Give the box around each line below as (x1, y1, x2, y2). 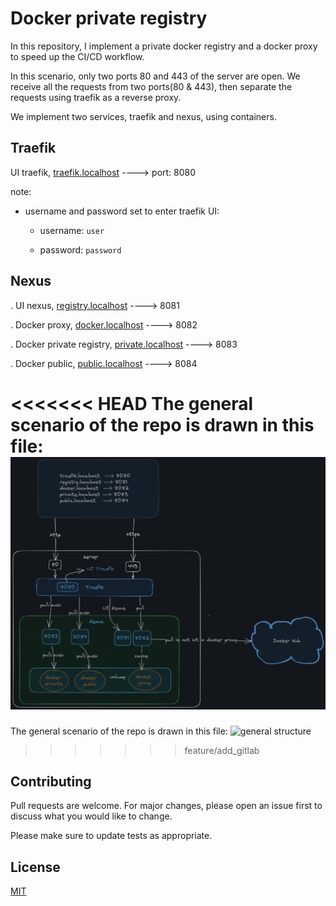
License (10, 858, 61, 876)
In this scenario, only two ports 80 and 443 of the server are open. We (10, 70, 301, 82)
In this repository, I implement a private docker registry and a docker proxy (10, 40, 318, 52)
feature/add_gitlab (184, 744, 260, 756)
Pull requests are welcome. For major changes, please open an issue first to (10, 800, 323, 812)
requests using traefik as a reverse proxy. (10, 91, 182, 103)
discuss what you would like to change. (10, 810, 173, 822)
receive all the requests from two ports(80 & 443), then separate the (10, 80, 293, 92)
